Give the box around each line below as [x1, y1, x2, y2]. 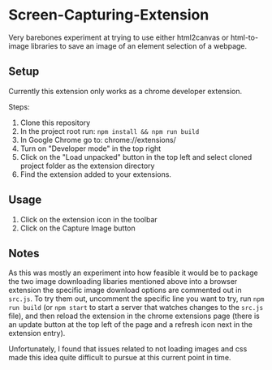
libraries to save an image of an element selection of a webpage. [31, 41, 248, 50]
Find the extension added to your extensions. [19, 169, 172, 179]
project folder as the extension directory [19, 161, 155, 170]
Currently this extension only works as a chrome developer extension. [8, 86, 243, 96]
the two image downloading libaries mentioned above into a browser [8, 277, 238, 286]
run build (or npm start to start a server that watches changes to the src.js [8, 303, 264, 312]
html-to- [230, 32, 258, 42]
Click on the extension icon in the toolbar [19, 214, 158, 224]
